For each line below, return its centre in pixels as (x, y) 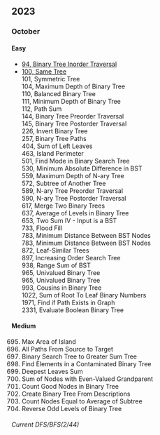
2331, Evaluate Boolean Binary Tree (73, 310)
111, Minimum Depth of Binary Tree (71, 101)
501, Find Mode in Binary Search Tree (75, 161)
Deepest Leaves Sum (52, 371)
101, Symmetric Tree (51, 79)
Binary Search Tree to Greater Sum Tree (79, 356)
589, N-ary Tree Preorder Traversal (72, 190)
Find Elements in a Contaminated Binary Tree (86, 363)
